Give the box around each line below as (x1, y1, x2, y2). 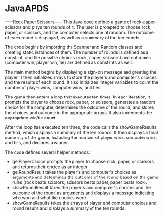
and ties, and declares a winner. (5, 139, 69, 145)
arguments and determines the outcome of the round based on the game (12, 174, 159, 180)
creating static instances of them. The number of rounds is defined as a (5, 49, 149, 55)
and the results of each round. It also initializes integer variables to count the (5, 79, 159, 85)
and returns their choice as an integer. (12, 164, 89, 170)
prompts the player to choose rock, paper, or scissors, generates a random (5, 99, 156, 105)
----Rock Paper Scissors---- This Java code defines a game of (5, 19, 131, 25)
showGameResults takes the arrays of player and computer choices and (12, 200, 157, 206)
